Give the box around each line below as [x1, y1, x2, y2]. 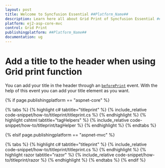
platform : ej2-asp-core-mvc [5, 21, 63, 26]
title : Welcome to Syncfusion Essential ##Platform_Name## [5, 12, 129, 17]
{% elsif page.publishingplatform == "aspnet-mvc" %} [5, 132, 115, 138]
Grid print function [5, 66, 82, 78]
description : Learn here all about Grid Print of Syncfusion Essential [5, 16, 155, 21]
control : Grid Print [5, 26, 48, 30]
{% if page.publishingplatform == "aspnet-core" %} [5, 97, 110, 103]
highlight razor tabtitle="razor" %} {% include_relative [5, 152, 114, 158]
